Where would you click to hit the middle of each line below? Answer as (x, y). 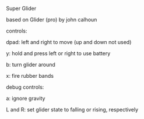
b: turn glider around (31, 64)
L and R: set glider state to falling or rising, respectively (72, 109)
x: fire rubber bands (30, 76)
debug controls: (25, 87)
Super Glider (21, 8)
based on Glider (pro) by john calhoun (52, 19)
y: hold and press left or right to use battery (58, 53)
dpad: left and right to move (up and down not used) (69, 42)
